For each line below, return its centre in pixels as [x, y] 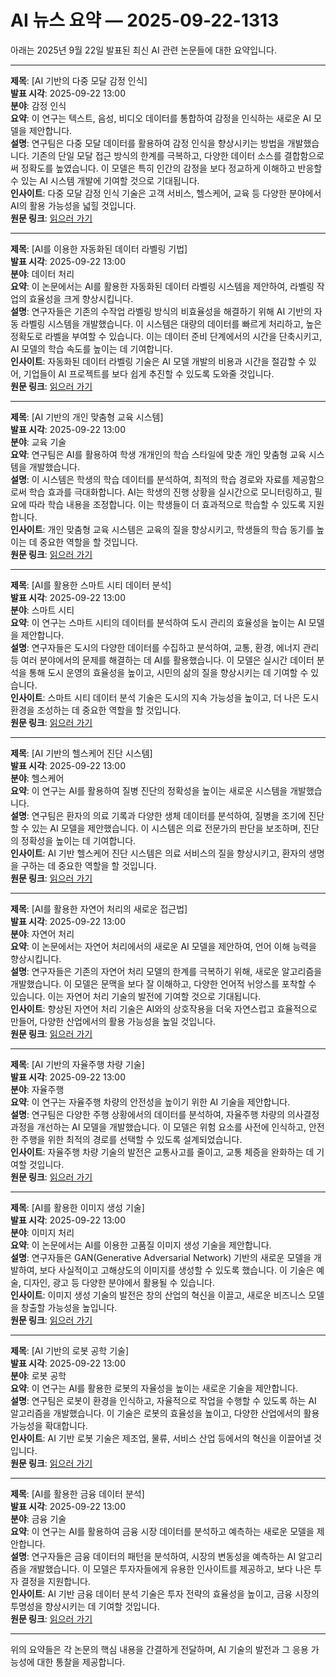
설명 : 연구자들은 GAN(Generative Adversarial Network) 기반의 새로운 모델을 [161, 1257]
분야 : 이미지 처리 [42, 1232]
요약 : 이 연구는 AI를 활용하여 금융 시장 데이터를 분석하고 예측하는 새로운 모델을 [162, 1531]
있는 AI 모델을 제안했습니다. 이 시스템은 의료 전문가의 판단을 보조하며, [166, 828]
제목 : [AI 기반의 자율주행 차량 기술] [77, 1064]
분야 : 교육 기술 [38, 442]
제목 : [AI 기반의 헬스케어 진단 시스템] [81, 753]
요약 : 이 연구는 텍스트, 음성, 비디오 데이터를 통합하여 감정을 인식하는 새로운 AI [161, 118]
